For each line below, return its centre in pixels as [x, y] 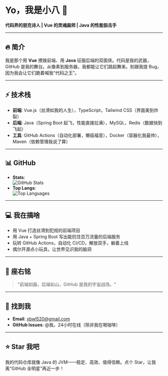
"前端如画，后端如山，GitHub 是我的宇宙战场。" [67, 284]
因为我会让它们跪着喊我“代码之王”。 [42, 73]
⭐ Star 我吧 [22, 347]
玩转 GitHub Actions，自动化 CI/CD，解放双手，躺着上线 [70, 243]
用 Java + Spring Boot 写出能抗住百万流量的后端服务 [66, 237]
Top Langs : [24, 188]
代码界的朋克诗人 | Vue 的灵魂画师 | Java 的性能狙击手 [61, 25]
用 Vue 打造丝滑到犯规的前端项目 [46, 230]
